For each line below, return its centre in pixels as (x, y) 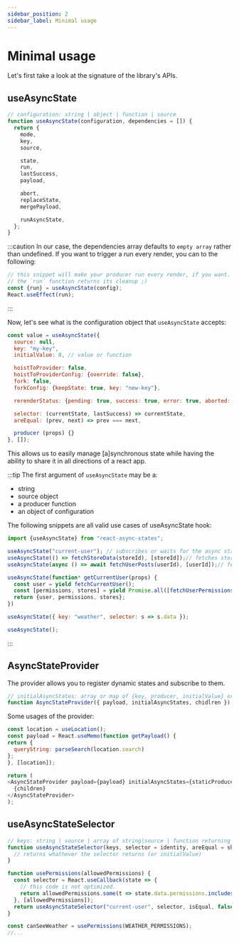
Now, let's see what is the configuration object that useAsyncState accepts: (117, 322)
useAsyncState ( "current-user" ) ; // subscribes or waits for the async (114, 551)
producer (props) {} (44, 433)
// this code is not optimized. (68, 887)
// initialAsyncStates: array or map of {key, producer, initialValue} (116, 696)
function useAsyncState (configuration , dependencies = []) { (100, 121)
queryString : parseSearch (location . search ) (79, 749)
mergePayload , (41, 207)
